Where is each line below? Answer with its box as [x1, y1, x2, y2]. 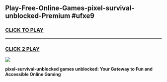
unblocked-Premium [5, 12, 71, 20]
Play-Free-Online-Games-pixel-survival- [5, 4, 135, 12]
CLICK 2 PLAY [5, 45, 40, 52]
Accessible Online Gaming [5, 71, 61, 77]
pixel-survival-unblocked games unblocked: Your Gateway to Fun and [5, 66, 153, 72]
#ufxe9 [71, 12, 94, 20]
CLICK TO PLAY [5, 27, 44, 34]
